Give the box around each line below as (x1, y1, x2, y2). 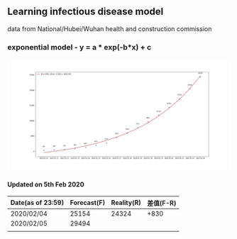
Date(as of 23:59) (10, 199, 65, 207)
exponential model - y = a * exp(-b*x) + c (7, 42, 152, 52)
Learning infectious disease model (7, 6, 164, 18)
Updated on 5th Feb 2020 (7, 180, 84, 189)
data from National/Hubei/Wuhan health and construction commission (7, 24, 212, 33)
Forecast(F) (70, 199, 105, 207)
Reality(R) (111, 199, 142, 207)
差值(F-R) (147, 199, 177, 207)
